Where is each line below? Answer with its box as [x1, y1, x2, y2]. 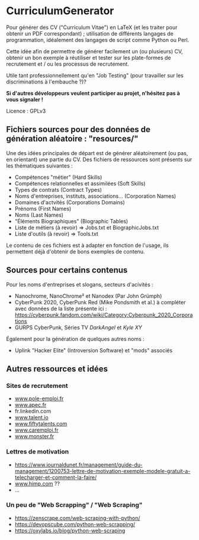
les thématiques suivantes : [6, 162, 73, 169]
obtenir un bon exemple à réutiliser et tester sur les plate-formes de [6, 54, 171, 61]
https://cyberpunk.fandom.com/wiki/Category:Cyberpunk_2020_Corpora [14, 311, 193, 318]
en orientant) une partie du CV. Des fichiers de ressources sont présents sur [6, 156, 192, 163]
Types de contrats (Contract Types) [14, 186, 102, 193]
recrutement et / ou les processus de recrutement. [6, 60, 129, 67]
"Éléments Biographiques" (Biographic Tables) [14, 217, 129, 224]
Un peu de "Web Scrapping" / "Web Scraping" [6, 501, 143, 509]
